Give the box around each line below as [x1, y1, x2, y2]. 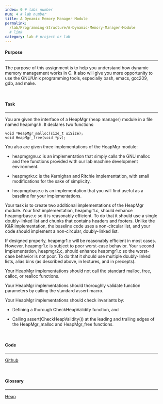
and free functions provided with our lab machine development [12, 159, 138, 164]
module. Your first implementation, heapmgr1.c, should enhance [5, 208, 133, 214]
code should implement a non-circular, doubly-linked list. [5, 228, 119, 234]
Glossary [5, 378, 24, 384]
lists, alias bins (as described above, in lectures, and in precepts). [5, 259, 136, 264]
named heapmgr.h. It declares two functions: [5, 121, 95, 127]
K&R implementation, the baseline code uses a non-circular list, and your [5, 223, 150, 229]
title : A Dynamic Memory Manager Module [5, 16, 88, 21]
